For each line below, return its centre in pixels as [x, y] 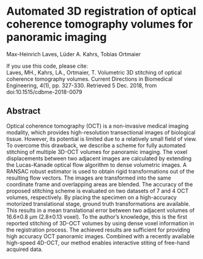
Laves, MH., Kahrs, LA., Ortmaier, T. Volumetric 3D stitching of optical [94, 72]
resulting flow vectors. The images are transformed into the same [89, 178]
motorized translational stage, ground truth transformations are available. [98, 203]
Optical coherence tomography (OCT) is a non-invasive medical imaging [98, 126]
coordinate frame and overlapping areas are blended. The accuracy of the [100, 184]
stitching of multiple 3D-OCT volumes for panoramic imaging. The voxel [97, 151]
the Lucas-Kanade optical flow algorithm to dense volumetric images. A [97, 165]
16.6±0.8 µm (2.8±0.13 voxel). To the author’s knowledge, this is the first [97, 217]
